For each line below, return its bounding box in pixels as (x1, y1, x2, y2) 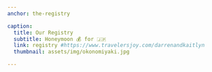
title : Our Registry (13, 29, 73, 36)
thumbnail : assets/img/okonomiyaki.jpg (13, 48, 130, 55)
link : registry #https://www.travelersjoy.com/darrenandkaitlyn (13, 42, 205, 49)
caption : (7, 22, 33, 30)
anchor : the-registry (7, 10, 71, 17)
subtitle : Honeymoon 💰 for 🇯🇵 (13, 35, 106, 42)
